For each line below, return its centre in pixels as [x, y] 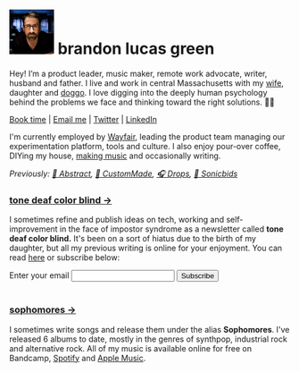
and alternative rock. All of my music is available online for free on [131, 348]
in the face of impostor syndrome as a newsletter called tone [171, 229]
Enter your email [39, 275]
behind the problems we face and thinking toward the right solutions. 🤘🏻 [142, 102]
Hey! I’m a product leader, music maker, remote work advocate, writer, [138, 73]
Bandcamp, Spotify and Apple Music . [78, 358]
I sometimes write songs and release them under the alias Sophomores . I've [149, 329]
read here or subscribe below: [65, 258]
